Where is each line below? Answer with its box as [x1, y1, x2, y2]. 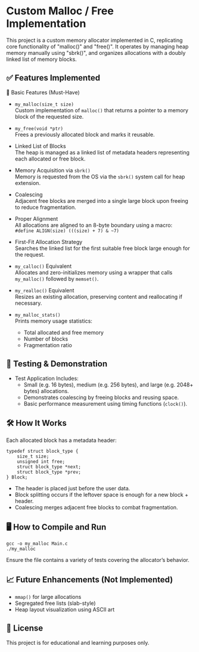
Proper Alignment [14, 215, 58, 222]
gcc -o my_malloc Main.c [6, 541, 68, 547]
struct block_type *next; [17, 464, 82, 470]
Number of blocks [23, 335, 69, 342]
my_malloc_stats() [14, 312, 61, 318]
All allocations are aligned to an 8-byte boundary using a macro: [14, 221, 173, 228]
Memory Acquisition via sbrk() [14, 166, 91, 174]
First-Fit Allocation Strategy [14, 238, 83, 245]
